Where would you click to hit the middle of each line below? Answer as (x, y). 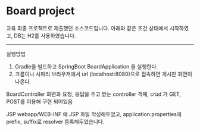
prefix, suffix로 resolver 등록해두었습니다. (55, 121)
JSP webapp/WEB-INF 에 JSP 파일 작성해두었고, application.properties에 (94, 114)
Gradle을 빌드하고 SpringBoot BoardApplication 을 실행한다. (86, 66)
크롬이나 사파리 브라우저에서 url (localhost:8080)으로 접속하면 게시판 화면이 (103, 74)
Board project (40, 11)
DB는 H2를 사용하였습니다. (45, 35)
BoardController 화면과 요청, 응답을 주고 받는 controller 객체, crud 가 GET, (94, 94)
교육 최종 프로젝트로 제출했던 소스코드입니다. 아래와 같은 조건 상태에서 (87, 28)
